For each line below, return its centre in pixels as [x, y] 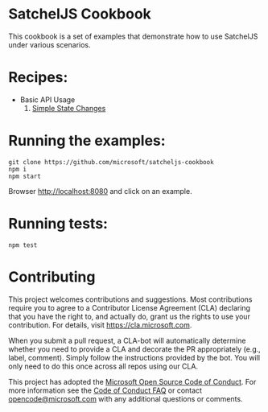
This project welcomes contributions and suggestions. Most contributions [130, 299]
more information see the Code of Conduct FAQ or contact [105, 390]
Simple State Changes [69, 108]
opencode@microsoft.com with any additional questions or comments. [126, 398]
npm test [23, 245]
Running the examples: [87, 141]
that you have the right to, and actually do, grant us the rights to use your [130, 316]
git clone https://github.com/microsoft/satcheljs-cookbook [111, 162]
